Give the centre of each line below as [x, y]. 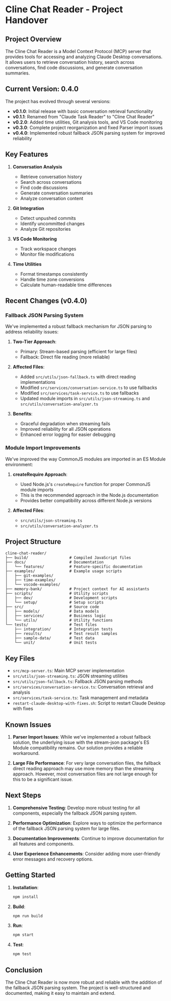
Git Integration [28, 208]
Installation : [26, 887]
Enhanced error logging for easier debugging [68, 434]
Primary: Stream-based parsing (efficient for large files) [79, 352]
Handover [27, 20]
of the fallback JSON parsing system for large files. [66, 828]
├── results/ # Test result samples [66, 634]
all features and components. [43, 844]
